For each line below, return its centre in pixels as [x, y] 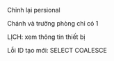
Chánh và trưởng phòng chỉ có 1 [53, 23]
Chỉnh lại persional [34, 10]
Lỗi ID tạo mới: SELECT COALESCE [57, 50]
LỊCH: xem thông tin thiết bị [46, 37]
